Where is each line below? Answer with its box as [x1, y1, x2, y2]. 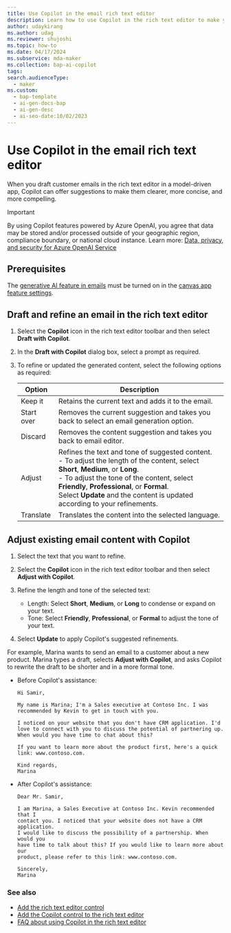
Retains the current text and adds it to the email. [58, 397, 213, 406]
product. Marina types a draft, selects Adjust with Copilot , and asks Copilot [7, 656, 222, 663]
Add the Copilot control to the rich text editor [16, 911, 144, 919]
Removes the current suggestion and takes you [58, 408, 211, 417]
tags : [7, 68, 23, 74]
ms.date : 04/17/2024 [7, 49, 67, 56]
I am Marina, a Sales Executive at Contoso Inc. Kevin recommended [16, 805, 214, 812]
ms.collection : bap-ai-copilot [7, 61, 97, 68]
